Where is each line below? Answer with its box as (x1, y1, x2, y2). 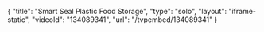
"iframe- (228, 7, 256, 16)
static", (7, 15, 31, 24)
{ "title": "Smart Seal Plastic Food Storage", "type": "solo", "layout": (7, 7, 227, 16)
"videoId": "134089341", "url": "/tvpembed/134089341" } (32, 15, 218, 24)
